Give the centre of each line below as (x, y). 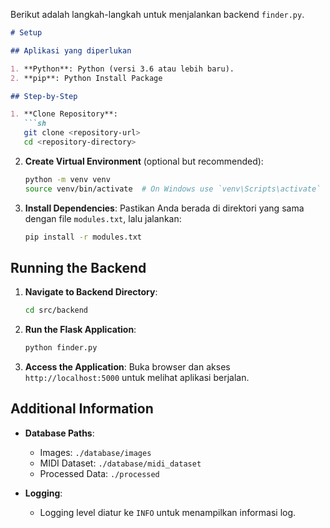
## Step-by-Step (44, 96)
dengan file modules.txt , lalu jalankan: (103, 218)
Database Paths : (59, 433)
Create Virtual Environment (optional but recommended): (144, 161)
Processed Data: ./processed (99, 473)
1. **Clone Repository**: (64, 114)
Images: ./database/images (95, 452)
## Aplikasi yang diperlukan (71, 50)
